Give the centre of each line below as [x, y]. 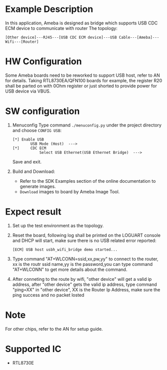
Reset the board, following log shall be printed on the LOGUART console [86, 235]
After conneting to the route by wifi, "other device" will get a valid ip [82, 279]
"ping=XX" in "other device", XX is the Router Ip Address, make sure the [86, 289]
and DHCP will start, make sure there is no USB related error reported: [84, 241]
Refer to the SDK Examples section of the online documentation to [88, 181]
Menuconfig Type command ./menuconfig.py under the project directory [87, 125]
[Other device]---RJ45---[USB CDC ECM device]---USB [61, 37]
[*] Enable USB [28, 139]
